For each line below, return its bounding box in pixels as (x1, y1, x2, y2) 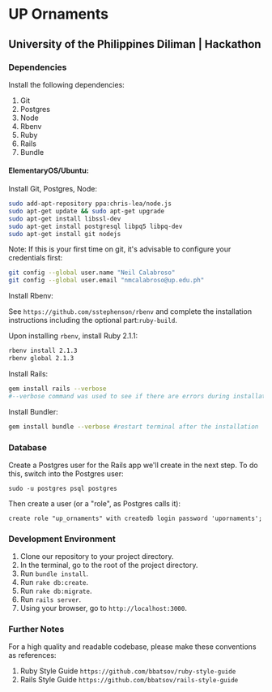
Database (8, 441, 47, 453)
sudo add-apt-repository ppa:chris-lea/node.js (8, 200, 172, 208)
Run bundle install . (19, 569, 89, 578)
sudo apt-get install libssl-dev (8, 214, 121, 223)
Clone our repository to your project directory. (19, 552, 174, 561)
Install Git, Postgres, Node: (8, 184, 97, 194)
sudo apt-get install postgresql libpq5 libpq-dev (8, 222, 183, 230)
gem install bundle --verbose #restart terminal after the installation (8, 423, 259, 431)
